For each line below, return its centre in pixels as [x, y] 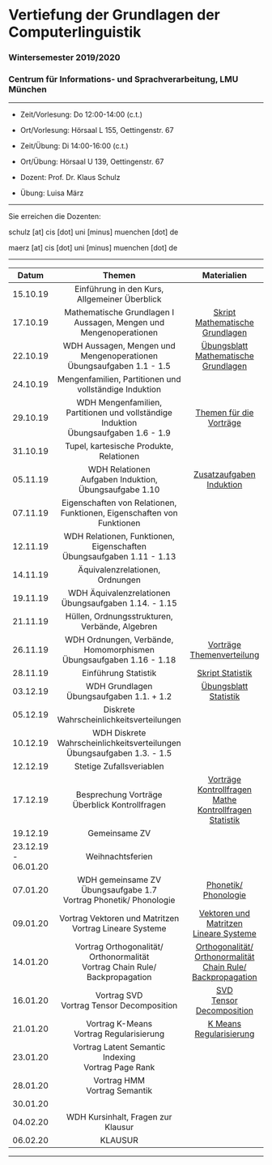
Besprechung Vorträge [119, 795]
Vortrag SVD [119, 996]
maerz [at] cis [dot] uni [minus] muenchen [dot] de [93, 248]
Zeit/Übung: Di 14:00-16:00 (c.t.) [74, 146]
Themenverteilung [225, 655]
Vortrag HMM [119, 1081]
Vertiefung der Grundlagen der [114, 15]
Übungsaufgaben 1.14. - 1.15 [119, 603]
